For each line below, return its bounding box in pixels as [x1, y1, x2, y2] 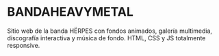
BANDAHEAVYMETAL [7, 4, 133, 20]
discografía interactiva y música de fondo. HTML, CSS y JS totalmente [7, 33, 206, 42]
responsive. [7, 41, 40, 49]
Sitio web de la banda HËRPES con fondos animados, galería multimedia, [7, 27, 213, 35]
